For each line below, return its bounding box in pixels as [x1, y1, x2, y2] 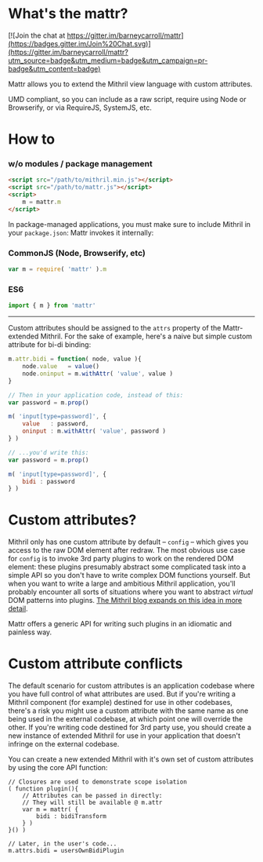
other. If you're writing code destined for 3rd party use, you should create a [8, 723, 252, 732]
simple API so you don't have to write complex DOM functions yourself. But [8, 571, 250, 580]
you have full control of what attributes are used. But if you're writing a [8, 689, 236, 699]
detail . [8, 604, 29, 613]
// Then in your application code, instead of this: [8, 391, 184, 399]
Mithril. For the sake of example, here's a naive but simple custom [40, 331, 253, 342]
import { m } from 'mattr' [8, 301, 96, 310]
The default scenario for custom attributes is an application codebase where [8, 681, 255, 691]
